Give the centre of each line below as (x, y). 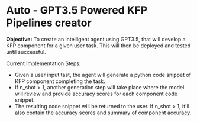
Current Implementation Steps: (43, 63)
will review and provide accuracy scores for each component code (96, 94)
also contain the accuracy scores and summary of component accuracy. (103, 113)
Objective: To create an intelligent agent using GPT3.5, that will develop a (96, 39)
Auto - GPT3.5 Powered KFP (77, 10)
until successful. (26, 52)
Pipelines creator (49, 23)
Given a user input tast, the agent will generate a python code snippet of (103, 75)
